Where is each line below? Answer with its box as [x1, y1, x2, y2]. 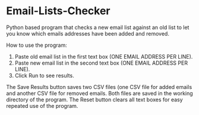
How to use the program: [6, 41, 67, 49]
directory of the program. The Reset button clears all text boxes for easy [6, 96, 183, 103]
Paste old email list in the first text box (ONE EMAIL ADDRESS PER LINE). [14, 53, 193, 60]
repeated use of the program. [6, 102, 78, 109]
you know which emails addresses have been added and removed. [6, 30, 169, 37]
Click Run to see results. [14, 72, 74, 79]
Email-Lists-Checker [6, 4, 111, 18]
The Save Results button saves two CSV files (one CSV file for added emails [6, 83, 192, 90]
